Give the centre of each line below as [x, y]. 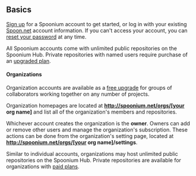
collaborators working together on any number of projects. [78, 94]
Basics [19, 10]
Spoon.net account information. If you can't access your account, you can [97, 30]
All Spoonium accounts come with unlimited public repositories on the [91, 48]
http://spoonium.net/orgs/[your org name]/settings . [72, 143]
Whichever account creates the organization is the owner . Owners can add [98, 124]
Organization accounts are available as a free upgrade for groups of [89, 88]
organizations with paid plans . [43, 166]
